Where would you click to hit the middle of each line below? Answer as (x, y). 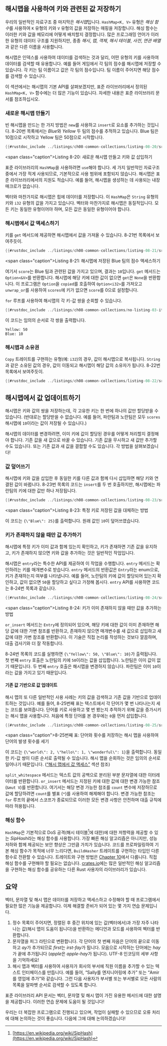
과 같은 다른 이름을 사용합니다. (34, 47)
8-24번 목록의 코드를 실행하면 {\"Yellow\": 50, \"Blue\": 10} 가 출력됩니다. (81, 654)
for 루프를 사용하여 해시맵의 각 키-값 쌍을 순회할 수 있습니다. (64, 301)
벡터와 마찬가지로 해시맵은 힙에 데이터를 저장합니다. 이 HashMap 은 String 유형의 (82, 197)
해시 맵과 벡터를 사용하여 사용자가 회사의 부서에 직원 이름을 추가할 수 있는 (83, 966)
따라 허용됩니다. (21, 806)
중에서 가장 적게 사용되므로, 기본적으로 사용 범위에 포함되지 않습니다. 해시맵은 (80, 174)
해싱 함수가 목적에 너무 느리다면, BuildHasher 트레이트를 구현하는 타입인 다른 (85, 851)
